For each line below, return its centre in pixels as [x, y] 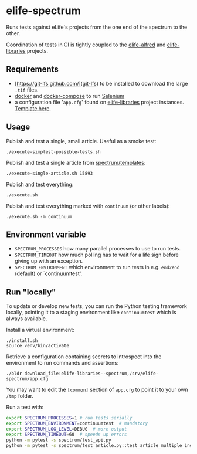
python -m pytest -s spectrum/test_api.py [59, 440]
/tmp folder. [20, 396]
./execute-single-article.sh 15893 [50, 173]
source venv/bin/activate [38, 346]
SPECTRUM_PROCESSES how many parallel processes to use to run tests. [97, 249]
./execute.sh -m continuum [39, 216]
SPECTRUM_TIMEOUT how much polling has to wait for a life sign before [96, 255]
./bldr [14, 374]
